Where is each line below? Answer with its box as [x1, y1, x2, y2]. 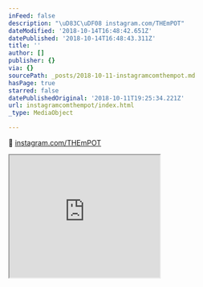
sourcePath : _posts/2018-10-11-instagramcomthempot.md [8, 72, 196, 80]
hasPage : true [8, 79, 56, 87]
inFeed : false [8, 11, 56, 20]
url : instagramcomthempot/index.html [8, 101, 135, 109]
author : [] [8, 49, 45, 57]
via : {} [8, 64, 35, 72]
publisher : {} [8, 57, 56, 65]
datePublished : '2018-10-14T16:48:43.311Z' [8, 34, 156, 43]
